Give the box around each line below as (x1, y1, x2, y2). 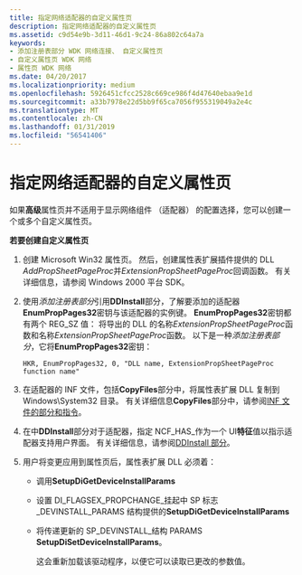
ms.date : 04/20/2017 (9, 72, 88, 81)
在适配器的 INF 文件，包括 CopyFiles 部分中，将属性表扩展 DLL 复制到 (22, 383, 280, 394)
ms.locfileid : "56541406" (9, 131, 107, 140)
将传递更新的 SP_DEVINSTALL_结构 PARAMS (35, 525, 203, 536)
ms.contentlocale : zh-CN (9, 114, 103, 123)
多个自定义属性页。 (24, 215, 97, 226)
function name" (22, 367, 80, 376)
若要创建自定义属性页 (9, 234, 89, 245)
